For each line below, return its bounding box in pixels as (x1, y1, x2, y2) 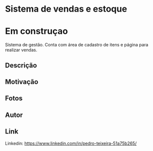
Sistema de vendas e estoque (5, 3, 127, 15)
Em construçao (5, 26, 68, 37)
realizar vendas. (5, 47, 38, 53)
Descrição (5, 61, 37, 69)
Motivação (5, 77, 39, 86)
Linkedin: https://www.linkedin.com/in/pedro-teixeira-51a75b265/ (5, 140, 137, 146)
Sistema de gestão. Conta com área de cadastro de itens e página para (5, 42, 149, 48)
